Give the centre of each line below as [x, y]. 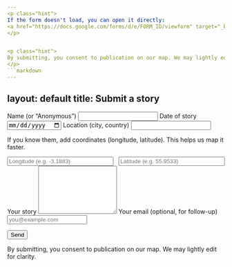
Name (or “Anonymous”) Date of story [102, 116]
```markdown [24, 71]
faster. [16, 147]
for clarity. [22, 256]
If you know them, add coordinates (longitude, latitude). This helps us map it [116, 140]
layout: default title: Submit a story [84, 99]
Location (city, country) [96, 125]
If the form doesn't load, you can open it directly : [86, 20]
